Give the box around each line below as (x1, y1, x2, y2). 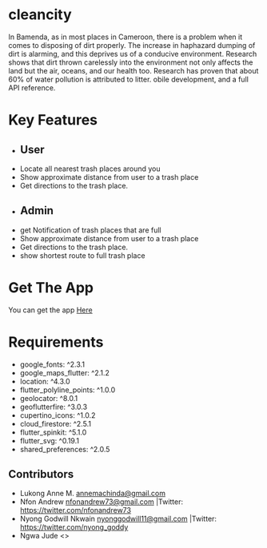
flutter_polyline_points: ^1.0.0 (19, 385, 116, 395)
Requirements (8, 333, 104, 351)
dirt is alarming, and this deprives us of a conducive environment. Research (8, 49, 257, 58)
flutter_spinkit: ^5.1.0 (19, 427, 87, 437)
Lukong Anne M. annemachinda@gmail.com (19, 489, 166, 498)
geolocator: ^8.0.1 (19, 393, 78, 403)
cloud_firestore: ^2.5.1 (19, 419, 92, 428)
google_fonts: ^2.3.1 (19, 359, 86, 369)
